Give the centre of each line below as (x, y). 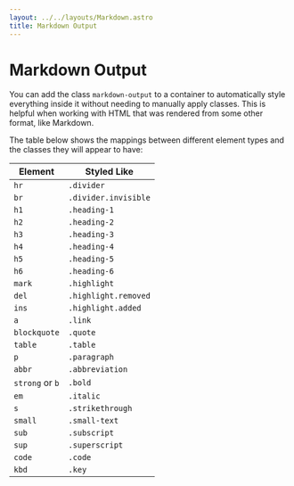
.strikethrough (100, 408)
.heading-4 (91, 247)
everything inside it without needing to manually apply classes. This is (138, 104)
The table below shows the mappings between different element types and (147, 140)
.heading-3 (91, 235)
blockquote (37, 333)
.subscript (91, 433)
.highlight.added (105, 308)
